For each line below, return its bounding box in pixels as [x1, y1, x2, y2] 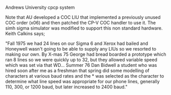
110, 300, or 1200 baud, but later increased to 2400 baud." [5, 84, 128, 90]
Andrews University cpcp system [5, 5, 75, 10]
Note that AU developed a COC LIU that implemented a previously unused [5, 14, 161, 20]
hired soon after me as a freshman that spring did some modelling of [5, 67, 150, 74]
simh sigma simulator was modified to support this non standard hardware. [5, 25, 163, 31]
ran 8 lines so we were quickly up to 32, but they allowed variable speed [5, 57, 157, 63]
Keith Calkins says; [5, 31, 45, 36]
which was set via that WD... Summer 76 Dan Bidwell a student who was [5, 62, 157, 68]
